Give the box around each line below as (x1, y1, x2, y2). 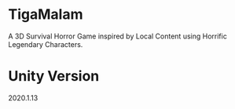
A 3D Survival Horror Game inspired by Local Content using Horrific (8, 31, 228, 41)
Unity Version (8, 67, 100, 85)
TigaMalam (8, 5, 83, 24)
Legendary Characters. (8, 39, 83, 49)
